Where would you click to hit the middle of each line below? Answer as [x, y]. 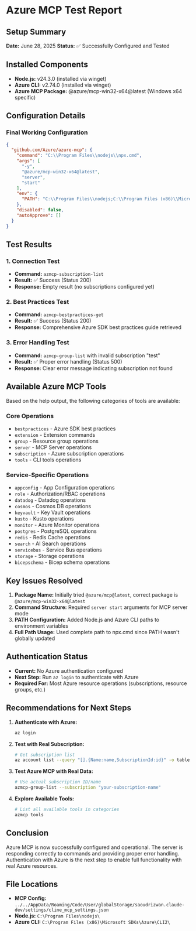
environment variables [41, 626]
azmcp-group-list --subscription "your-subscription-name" [88, 788]
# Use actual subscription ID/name [58, 782]
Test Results [29, 244]
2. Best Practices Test [38, 302]
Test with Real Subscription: [49, 744]
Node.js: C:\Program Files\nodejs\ [57, 916]
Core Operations [30, 416]
